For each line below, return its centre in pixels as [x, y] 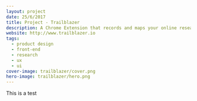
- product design [33, 44]
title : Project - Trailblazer [43, 22]
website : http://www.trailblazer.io [51, 33]
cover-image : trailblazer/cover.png [51, 71]
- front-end [26, 50]
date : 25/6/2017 [26, 17]
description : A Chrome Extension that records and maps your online [91, 28]
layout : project [26, 11]
